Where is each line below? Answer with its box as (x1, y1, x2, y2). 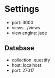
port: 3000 (11, 19, 34, 25)
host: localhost (11, 62, 42, 68)
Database (4, 44, 35, 52)
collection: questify (11, 57, 51, 63)
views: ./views (11, 24, 40, 30)
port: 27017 (11, 67, 35, 73)
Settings (4, 3, 39, 15)
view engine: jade (11, 30, 47, 36)
